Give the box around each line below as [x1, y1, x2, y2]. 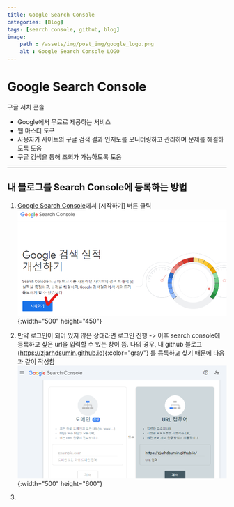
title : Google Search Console [7, 11, 95, 18]
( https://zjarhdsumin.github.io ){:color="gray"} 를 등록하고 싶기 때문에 [17, 349, 212, 357]
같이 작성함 [24, 358, 55, 366]
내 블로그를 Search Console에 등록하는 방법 [7, 181, 188, 193]
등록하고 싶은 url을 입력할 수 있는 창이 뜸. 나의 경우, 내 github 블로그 [17, 340, 203, 349]
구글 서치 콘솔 [7, 103, 45, 111]
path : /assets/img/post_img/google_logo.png [19, 40, 155, 48]
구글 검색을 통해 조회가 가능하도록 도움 [17, 152, 122, 160]
